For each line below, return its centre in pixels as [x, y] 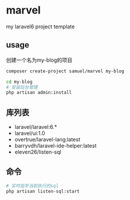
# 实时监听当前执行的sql [32, 186]
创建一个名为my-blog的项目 [39, 60]
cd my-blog [19, 82]
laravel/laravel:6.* [36, 127]
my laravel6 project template [40, 26]
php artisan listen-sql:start [43, 191]
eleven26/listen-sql [38, 152]
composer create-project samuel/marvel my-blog [65, 71]
